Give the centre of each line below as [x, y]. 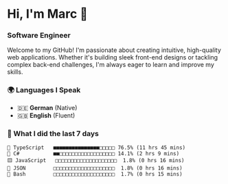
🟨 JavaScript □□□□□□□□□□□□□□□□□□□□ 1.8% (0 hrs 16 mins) [96, 161]
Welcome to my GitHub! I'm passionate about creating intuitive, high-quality [114, 50]
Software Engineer [39, 36]
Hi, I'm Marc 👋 [47, 14]
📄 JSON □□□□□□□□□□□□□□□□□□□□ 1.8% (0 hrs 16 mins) [95, 168]
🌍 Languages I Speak [44, 90]
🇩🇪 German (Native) [47, 107]
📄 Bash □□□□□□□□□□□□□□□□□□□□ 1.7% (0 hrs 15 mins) [95, 174]
